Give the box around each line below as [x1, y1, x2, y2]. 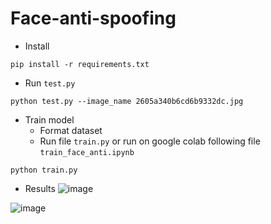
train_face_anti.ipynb [39, 147, 135, 157]
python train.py [10, 165, 78, 175]
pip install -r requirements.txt [10, 59, 150, 69]
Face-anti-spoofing [10, 7, 177, 30]
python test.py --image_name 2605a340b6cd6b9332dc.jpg [10, 96, 244, 106]
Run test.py [24, 77, 76, 89]
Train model [24, 113, 75, 126]
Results [24, 182, 56, 194]
